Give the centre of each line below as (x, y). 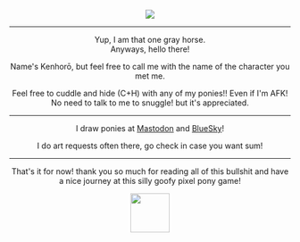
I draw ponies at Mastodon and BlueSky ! (150, 128)
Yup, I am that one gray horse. (150, 40)
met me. (150, 76)
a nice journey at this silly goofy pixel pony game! (150, 181)
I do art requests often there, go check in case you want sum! (150, 146)
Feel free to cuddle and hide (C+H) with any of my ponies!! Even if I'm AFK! (150, 93)
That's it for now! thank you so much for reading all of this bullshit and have (150, 171)
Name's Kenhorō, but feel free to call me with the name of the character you (150, 67)
